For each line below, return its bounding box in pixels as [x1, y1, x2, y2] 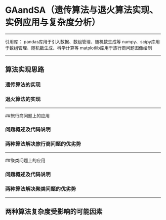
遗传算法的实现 [5, 81, 41, 88]
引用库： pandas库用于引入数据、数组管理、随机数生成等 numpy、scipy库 [5, 38, 156, 44]
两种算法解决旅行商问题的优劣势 [5, 141, 82, 147]
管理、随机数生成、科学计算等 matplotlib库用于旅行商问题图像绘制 [18, 45, 152, 51]
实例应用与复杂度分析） [5, 17, 101, 28]
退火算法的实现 [5, 96, 41, 103]
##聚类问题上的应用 [5, 157, 45, 163]
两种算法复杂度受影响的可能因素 [5, 208, 103, 216]
